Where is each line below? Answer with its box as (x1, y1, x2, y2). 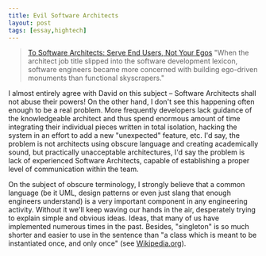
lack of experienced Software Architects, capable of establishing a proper (8, 156, 250, 166)
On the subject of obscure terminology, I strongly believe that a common (8, 180, 245, 189)
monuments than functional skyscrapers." (27, 73, 165, 83)
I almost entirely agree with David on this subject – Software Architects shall (8, 89, 256, 98)
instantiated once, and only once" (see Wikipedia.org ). (8, 239, 187, 248)
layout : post (8, 19, 52, 27)
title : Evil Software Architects (8, 11, 119, 20)
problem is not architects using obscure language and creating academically (8, 139, 259, 149)
